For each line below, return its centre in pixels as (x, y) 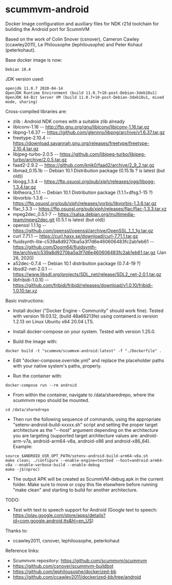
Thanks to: (17, 531)
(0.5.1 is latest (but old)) (80, 220)
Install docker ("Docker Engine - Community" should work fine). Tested (88, 310)
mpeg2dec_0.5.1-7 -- (35, 214)
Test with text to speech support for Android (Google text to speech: (85, 509)
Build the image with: (35, 341)
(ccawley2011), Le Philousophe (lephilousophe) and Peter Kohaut (74, 44)
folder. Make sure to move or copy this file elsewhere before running (85, 484)
